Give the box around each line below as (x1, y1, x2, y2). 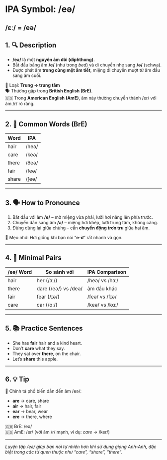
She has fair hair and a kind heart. (12, 340, 83, 346)
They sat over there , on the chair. (12, 351, 81, 357)
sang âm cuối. (12, 72, 41, 78)
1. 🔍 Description (5, 41, 57, 49)
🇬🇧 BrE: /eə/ (5, 424, 32, 430)
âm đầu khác (87, 285, 118, 292)
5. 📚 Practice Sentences (5, 324, 83, 333)
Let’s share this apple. (12, 356, 58, 362)
